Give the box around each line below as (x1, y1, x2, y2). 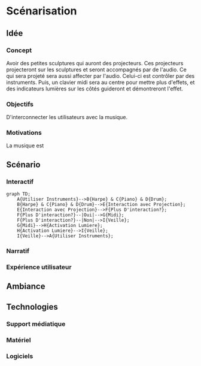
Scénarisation (6, 4, 77, 18)
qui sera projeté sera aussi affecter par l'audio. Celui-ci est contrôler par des (6, 72, 195, 79)
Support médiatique (6, 319, 66, 328)
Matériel (6, 335, 31, 344)
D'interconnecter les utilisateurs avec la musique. (6, 114, 128, 121)
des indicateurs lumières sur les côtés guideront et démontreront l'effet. (6, 85, 184, 92)
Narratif (6, 247, 30, 255)
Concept (6, 46, 32, 55)
